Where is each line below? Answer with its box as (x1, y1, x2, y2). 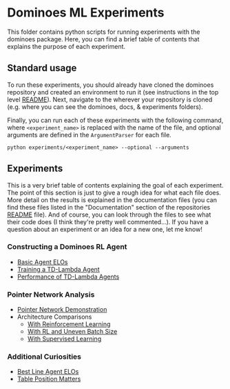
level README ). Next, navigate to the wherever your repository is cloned (7, 95, 213, 103)
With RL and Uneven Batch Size (27, 328, 118, 336)
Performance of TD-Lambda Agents (17, 272, 120, 281)
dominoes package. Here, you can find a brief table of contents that (7, 34, 200, 43)
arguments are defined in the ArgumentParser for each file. (7, 130, 172, 139)
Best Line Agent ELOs (17, 368, 79, 376)
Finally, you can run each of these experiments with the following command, (7, 116, 224, 124)
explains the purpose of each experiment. (7, 42, 126, 50)
